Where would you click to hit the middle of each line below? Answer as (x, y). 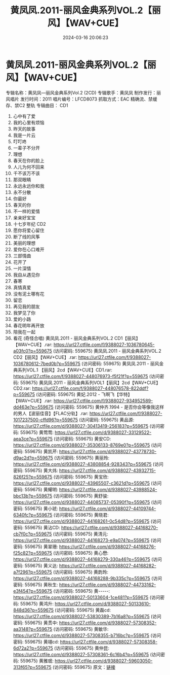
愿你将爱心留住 (29, 230)
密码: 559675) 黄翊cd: (36, 642)
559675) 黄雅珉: (37, 661)
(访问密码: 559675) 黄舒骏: (81, 496)
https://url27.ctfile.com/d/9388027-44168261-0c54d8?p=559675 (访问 (87, 521)
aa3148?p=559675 (33, 629)
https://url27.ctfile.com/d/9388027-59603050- (103, 661)
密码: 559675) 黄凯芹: (35, 451)
